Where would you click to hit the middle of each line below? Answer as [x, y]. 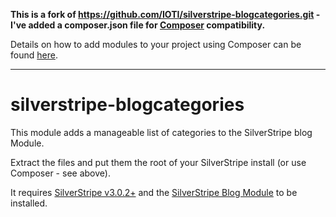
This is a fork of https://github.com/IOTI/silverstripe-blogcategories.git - [165, 14]
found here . [34, 55]
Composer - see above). [60, 173]
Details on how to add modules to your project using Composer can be [156, 44]
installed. [29, 203]
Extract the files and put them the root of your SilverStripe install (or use [158, 162]
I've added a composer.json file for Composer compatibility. [138, 25]
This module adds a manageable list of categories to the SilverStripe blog [161, 132]
